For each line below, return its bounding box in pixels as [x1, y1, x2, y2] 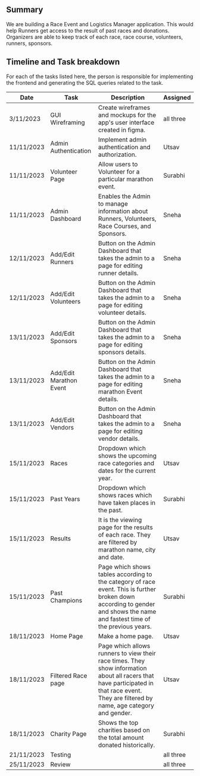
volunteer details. [98, 308, 147, 317]
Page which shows [98, 562, 151, 571]
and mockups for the [98, 110, 157, 119]
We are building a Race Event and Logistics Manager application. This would [6, 20, 193, 27]
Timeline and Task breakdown [6, 57, 120, 67]
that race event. [98, 686, 142, 694]
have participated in [98, 679, 154, 687]
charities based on [98, 726, 150, 734]
